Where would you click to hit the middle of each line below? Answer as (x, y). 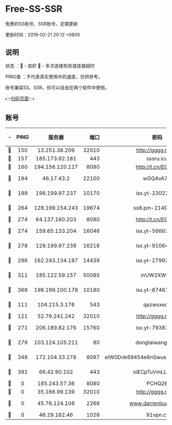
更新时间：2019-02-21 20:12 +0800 (43, 34)
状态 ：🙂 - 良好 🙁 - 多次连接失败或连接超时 (50, 66)
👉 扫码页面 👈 (20, 98)
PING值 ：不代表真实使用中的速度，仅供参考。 (54, 76)
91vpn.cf (157, 415)
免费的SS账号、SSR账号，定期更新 (42, 24)
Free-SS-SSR (34, 9)
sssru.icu (157, 158)
